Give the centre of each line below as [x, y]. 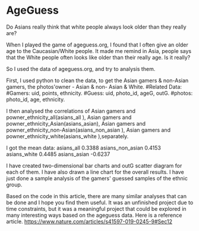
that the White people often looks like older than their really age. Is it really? [98, 57]
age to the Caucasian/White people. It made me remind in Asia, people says [99, 51]
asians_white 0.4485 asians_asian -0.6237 [58, 154]
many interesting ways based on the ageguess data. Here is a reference [94, 215]
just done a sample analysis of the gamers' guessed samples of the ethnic [97, 178]
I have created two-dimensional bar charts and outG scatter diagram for [94, 166]
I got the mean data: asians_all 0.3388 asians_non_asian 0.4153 [84, 148]
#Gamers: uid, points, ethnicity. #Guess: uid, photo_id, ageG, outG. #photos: [99, 93]
